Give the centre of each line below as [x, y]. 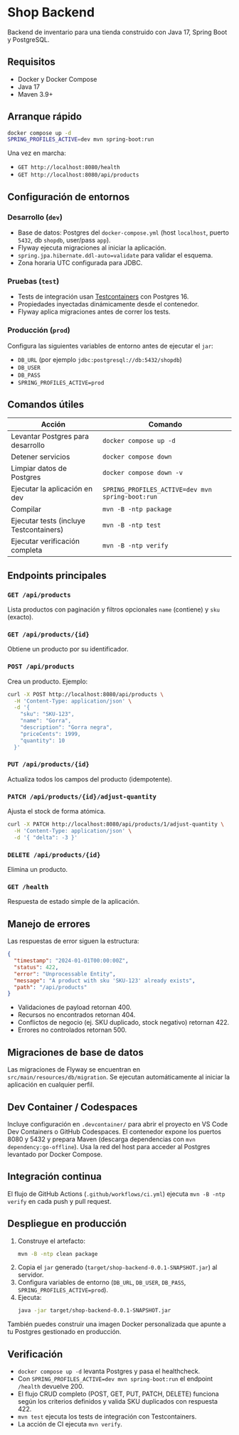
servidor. [31, 1275]
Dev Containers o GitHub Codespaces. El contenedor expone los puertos [115, 1131]
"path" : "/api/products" [51, 987]
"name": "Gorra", [46, 721]
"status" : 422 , [36, 967]
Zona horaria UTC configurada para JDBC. [80, 263]
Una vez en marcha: [37, 153]
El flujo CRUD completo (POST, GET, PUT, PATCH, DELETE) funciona [118, 1394]
